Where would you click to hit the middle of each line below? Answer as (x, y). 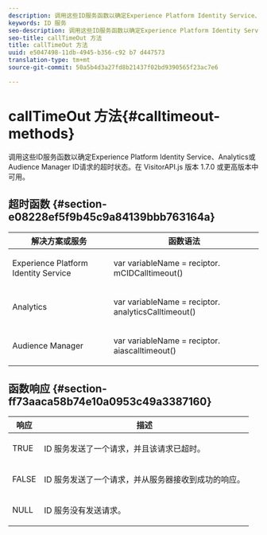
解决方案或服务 (59, 241)
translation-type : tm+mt (49, 61)
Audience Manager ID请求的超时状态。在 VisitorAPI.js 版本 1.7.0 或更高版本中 (133, 166)
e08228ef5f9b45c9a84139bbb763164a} (112, 217)
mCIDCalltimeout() (148, 273)
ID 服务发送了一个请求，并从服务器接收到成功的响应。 (144, 480)
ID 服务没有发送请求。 (85, 510)
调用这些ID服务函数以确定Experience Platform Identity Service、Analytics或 (132, 157)
